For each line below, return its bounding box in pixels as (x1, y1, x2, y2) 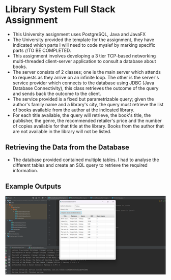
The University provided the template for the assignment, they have (12, 37, 154, 43)
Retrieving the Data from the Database (5, 143, 130, 152)
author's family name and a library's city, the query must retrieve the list (12, 101, 164, 107)
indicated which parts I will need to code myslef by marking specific (12, 42, 156, 48)
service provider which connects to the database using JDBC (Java (12, 80, 154, 86)
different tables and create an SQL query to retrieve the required (12, 162, 148, 168)
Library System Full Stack (5, 4, 116, 15)
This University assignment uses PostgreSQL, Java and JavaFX (12, 31, 146, 37)
